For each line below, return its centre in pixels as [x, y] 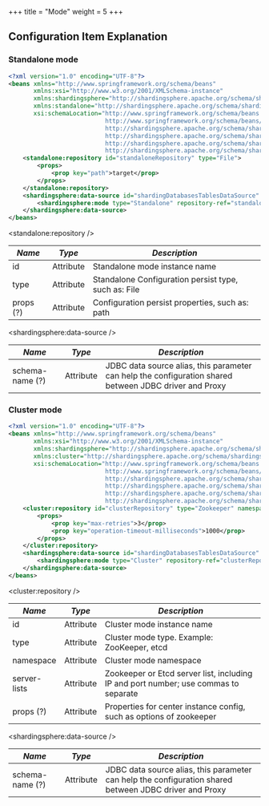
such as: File [116, 290]
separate [121, 693]
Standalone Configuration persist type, [165, 280]
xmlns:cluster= [58, 456]
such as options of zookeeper [161, 716]
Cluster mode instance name [159, 624]
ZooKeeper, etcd [136, 647]
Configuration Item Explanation [88, 36]
